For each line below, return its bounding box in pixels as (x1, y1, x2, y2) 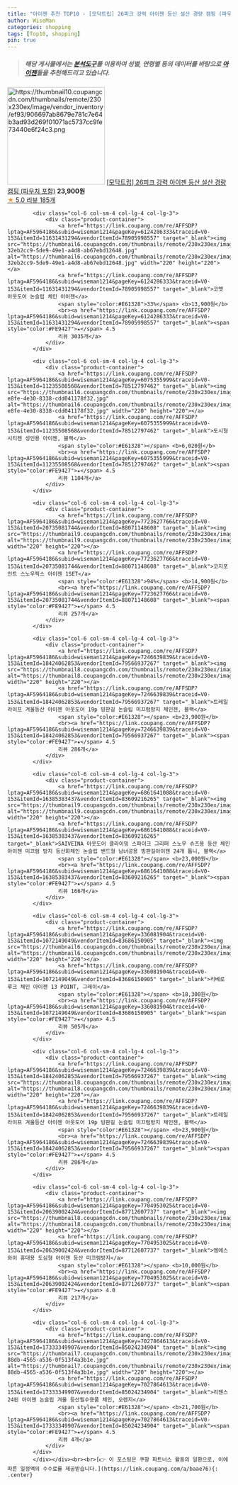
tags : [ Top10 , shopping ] (7, 30, 81, 38)
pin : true (7, 37, 37, 44)
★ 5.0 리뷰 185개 (7, 196, 56, 204)
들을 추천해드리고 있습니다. (36, 68, 110, 77)
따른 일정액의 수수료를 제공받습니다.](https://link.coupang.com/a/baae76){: (7, 1465, 218, 1473)
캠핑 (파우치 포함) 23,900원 (7, 187, 86, 196)
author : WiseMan (7, 17, 55, 24)
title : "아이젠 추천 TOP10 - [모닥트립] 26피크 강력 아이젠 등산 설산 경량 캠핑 (7, 10, 216, 18)
